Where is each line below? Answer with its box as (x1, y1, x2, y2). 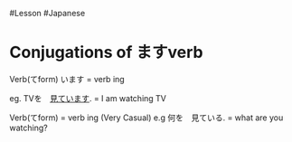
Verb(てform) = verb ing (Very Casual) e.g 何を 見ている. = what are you (9, 112, 284, 123)
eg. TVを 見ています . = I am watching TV (9, 92, 167, 103)
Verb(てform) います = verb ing (9, 73, 125, 84)
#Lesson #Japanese (9, 8, 86, 18)
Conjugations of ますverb (9, 43, 203, 62)
